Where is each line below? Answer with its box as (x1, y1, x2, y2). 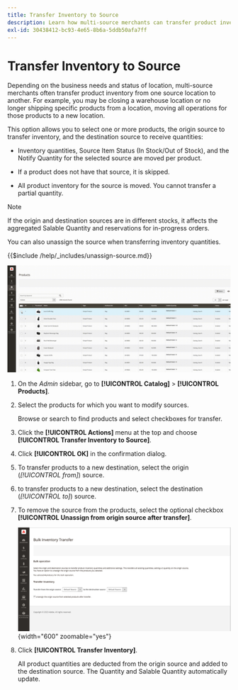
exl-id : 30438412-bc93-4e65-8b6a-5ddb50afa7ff (7, 26, 147, 33)
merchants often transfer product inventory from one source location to (7, 89, 216, 97)
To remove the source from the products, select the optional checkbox (17, 506, 224, 514)
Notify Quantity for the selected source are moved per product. (17, 154, 203, 162)
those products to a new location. (7, 111, 105, 120)
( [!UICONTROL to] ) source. (17, 491, 97, 500)
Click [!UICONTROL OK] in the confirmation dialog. (17, 449, 167, 457)
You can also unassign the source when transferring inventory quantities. (7, 238, 221, 246)
